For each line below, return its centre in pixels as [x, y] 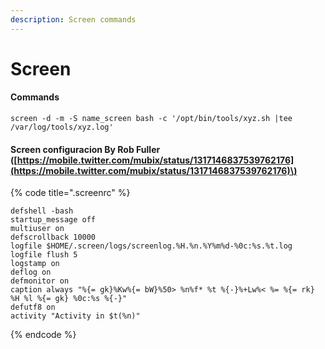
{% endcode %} [43, 335]
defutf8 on [33, 307]
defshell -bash [42, 211]
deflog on [31, 272]
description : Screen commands [73, 19]
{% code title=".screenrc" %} [70, 193]
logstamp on [35, 264]
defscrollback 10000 [53, 237]
